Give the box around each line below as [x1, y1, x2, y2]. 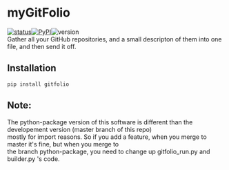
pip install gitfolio [7, 81, 70, 88]
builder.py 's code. [7, 154, 60, 163]
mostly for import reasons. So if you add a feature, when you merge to [7, 133, 207, 141]
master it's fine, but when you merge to [7, 140, 119, 148]
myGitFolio [7, 5, 71, 21]
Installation [7, 62, 57, 74]
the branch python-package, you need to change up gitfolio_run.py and [7, 147, 210, 155]
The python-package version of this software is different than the [7, 117, 193, 126]
